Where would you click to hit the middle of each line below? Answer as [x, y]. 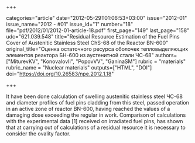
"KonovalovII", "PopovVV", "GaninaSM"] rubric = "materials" [113, 61]
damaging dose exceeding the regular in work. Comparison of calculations [96, 115]
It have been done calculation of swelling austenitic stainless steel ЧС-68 [95, 96]
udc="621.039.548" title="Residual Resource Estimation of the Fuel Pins [93, 36]
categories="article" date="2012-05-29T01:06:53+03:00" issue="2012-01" [97, 18]
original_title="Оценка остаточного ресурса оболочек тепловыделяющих [97, 49]
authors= [166, 55]
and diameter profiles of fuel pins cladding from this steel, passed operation [97, 102]
